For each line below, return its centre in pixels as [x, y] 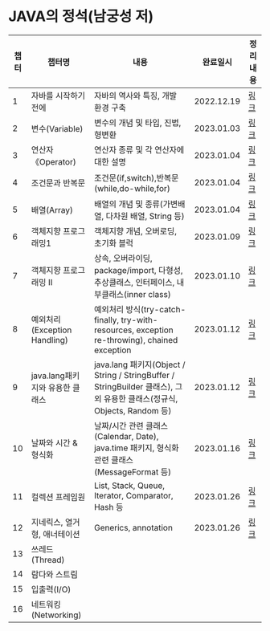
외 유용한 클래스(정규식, [136, 398]
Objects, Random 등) [133, 410]
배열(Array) [52, 210]
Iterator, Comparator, [134, 495]
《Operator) [53, 161]
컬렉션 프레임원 [58, 497]
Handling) [49, 340]
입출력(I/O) [51, 589]
